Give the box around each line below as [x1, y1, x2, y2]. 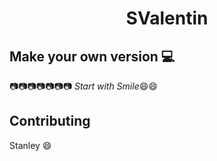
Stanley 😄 [9, 139, 52, 151]
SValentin [125, 7, 209, 30]
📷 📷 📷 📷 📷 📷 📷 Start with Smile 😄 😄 [9, 80, 158, 92]
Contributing [9, 113, 91, 130]
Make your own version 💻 [9, 48, 176, 65]
